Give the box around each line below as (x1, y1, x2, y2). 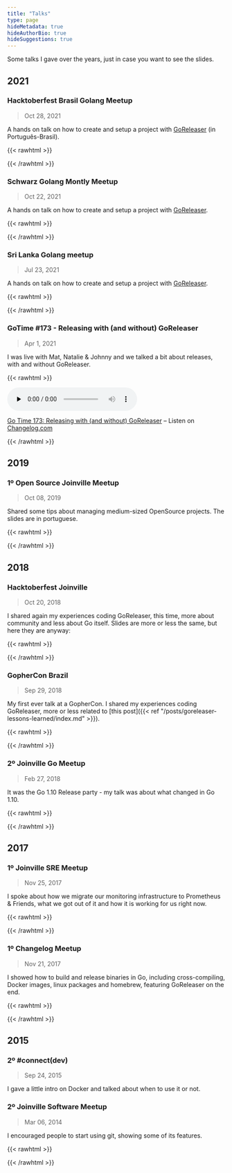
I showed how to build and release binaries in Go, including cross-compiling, (7, 973, 225, 982)
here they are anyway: (7, 626, 71, 635)
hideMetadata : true (7, 23, 64, 30)
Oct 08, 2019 (24, 494, 61, 502)
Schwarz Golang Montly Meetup (7, 176, 118, 186)
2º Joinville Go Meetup (7, 759, 86, 769)
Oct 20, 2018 (24, 598, 61, 607)
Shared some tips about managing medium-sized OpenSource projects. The (7, 507, 225, 515)
